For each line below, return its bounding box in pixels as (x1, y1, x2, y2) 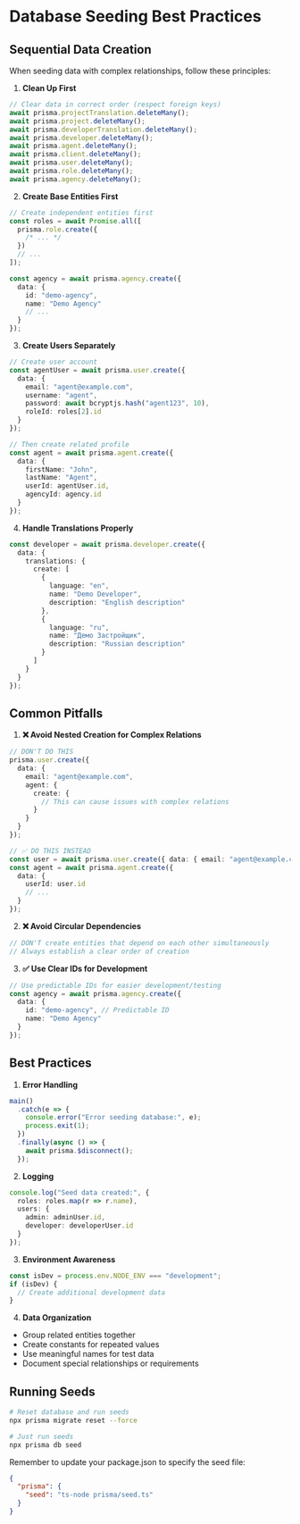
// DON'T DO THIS (9, 748, 74, 757)
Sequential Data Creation (9, 42, 152, 57)
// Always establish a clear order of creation (9, 947, 190, 956)
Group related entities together (21, 1329, 136, 1341)
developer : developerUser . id (25, 1221, 134, 1230)
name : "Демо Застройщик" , (48, 632, 146, 641)
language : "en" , (48, 582, 110, 590)
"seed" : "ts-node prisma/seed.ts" (25, 1490, 154, 1500)
